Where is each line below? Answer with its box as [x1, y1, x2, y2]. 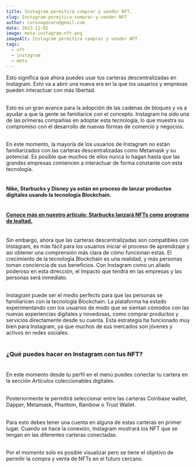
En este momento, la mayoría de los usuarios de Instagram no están [6, 141, 170, 148]
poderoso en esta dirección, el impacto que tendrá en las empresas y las [6, 268, 182, 275]
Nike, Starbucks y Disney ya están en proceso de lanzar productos [6, 185, 172, 192]
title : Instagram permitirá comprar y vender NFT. [6, 8, 133, 15]
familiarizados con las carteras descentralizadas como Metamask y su [6, 146, 176, 153]
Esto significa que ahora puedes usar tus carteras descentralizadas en [6, 74, 177, 81]
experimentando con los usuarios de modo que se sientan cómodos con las [6, 304, 190, 312]
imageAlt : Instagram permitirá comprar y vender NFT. [6, 36, 141, 42]
